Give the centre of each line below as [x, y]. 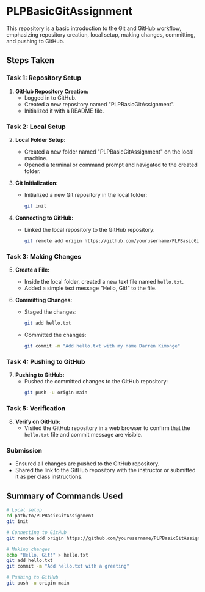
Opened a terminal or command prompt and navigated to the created [111, 165]
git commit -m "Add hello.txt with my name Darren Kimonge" [102, 346]
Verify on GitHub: [38, 422]
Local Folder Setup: [40, 139]
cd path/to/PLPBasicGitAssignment [50, 516]
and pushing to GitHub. [35, 41]
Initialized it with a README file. [64, 111]
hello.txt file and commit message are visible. [83, 435]
